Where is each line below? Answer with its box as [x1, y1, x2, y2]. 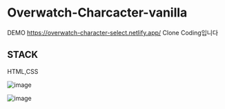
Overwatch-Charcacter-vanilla [7, 5, 188, 21]
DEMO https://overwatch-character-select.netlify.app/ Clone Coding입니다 [7, 28, 219, 37]
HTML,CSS [7, 67, 39, 75]
